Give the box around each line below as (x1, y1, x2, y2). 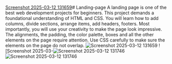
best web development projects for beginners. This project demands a (5, 10, 155, 16)
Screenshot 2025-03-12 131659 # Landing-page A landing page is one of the (5, 5, 167, 10)
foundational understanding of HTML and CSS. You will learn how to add (5, 15, 159, 21)
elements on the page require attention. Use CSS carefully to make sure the (5, 37, 165, 43)
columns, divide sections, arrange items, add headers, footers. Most (5, 20, 150, 27)
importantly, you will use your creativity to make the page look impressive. (5, 26, 163, 32)
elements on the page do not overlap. (5, 42, 85, 48)
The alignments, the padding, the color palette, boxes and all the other (5, 32, 154, 37)
